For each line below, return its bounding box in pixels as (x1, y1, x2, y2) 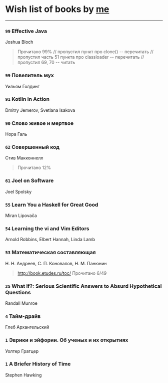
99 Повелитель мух (5, 72, 54, 79)
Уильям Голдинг (5, 83, 40, 89)
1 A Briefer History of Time (5, 360, 71, 367)
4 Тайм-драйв (5, 312, 41, 319)
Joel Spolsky (5, 188, 32, 195)
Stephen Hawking (5, 372, 42, 378)
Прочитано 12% (17, 164, 51, 171)
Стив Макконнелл (5, 155, 43, 161)
